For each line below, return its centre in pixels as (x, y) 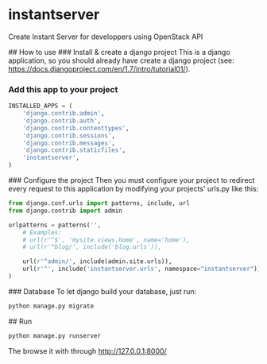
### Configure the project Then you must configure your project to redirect (132, 180)
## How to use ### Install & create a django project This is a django (119, 52)
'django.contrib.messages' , (69, 143)
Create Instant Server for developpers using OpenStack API (106, 37)
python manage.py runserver (55, 335)
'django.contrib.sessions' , (69, 136)
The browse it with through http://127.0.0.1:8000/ (87, 350)
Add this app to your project (63, 89)
